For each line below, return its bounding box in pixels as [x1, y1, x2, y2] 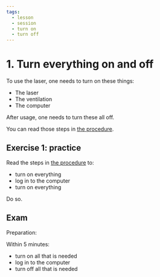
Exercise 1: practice [6, 143, 82, 153]
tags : [6, 8, 20, 15]
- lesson [11, 15, 34, 21]
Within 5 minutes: [6, 240, 50, 248]
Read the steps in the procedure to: [6, 158, 94, 166]
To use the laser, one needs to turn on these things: [6, 77, 135, 85]
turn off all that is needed [14, 265, 78, 272]
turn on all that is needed [14, 252, 77, 259]
